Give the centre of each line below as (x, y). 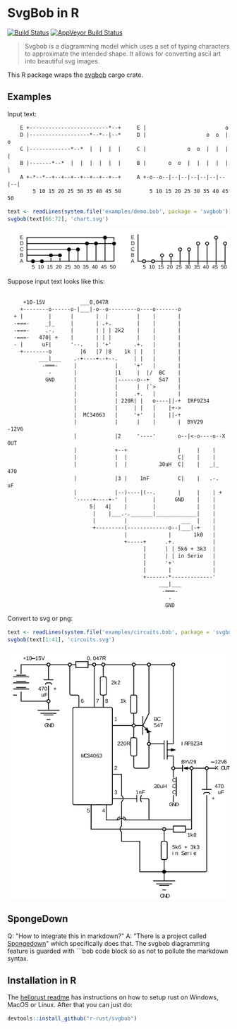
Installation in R (42, 980)
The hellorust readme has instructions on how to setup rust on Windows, (113, 997)
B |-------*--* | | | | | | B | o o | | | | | (124, 163)
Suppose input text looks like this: (56, 282)
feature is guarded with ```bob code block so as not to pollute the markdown (118, 951)
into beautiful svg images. (62, 61)
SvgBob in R (43, 13)
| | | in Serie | (180, 556)
